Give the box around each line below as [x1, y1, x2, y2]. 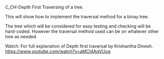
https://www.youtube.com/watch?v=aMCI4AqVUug [5, 49, 111, 54]
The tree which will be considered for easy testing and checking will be [5, 23, 151, 29]
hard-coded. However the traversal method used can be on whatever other [5, 29, 159, 34]
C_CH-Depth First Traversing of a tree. [5, 4, 84, 10]
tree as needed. [5, 34, 38, 39]
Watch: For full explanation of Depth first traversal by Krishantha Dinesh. [5, 43, 153, 49]
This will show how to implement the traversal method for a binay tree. [5, 14, 149, 19]
